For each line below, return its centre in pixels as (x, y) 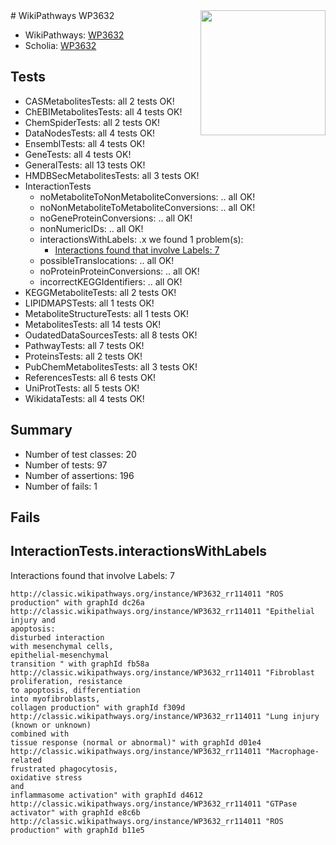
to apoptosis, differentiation (75, 690)
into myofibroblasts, (55, 699)
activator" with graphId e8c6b (75, 812)
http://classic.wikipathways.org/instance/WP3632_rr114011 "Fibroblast (162, 672)
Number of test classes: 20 (80, 454)
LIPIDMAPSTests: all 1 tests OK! (89, 303)
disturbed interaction (57, 637)
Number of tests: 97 (66, 465)
